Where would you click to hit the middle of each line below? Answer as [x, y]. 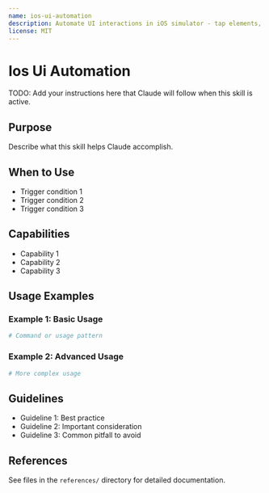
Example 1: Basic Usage [56, 319]
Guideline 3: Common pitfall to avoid [80, 435]
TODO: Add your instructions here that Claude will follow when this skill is [130, 93]
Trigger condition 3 [52, 209]
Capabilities [39, 234]
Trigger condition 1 [51, 192]
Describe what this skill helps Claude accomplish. [91, 147]
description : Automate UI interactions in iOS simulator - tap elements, [135, 23]
